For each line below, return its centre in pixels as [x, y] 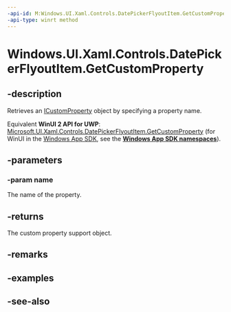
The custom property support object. [59, 233]
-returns [25, 217]
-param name [30, 180]
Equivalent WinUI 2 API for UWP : [54, 124]
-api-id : [20, 13]
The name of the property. [44, 195]
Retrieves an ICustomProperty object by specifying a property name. [104, 110]
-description [34, 94]
